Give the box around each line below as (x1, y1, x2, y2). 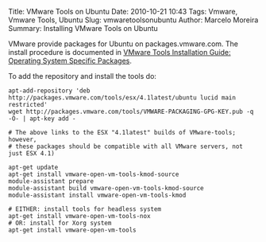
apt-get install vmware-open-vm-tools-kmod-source (8, 170, 179, 178)
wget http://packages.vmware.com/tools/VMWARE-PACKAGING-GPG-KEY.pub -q (8, 107, 254, 115)
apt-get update (8, 163, 59, 171)
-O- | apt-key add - (8, 115, 77, 123)
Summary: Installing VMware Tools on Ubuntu (8, 24, 159, 33)
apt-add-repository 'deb (8, 87, 91, 95)
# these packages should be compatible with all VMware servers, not (8, 142, 244, 150)
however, (8, 135, 37, 143)
